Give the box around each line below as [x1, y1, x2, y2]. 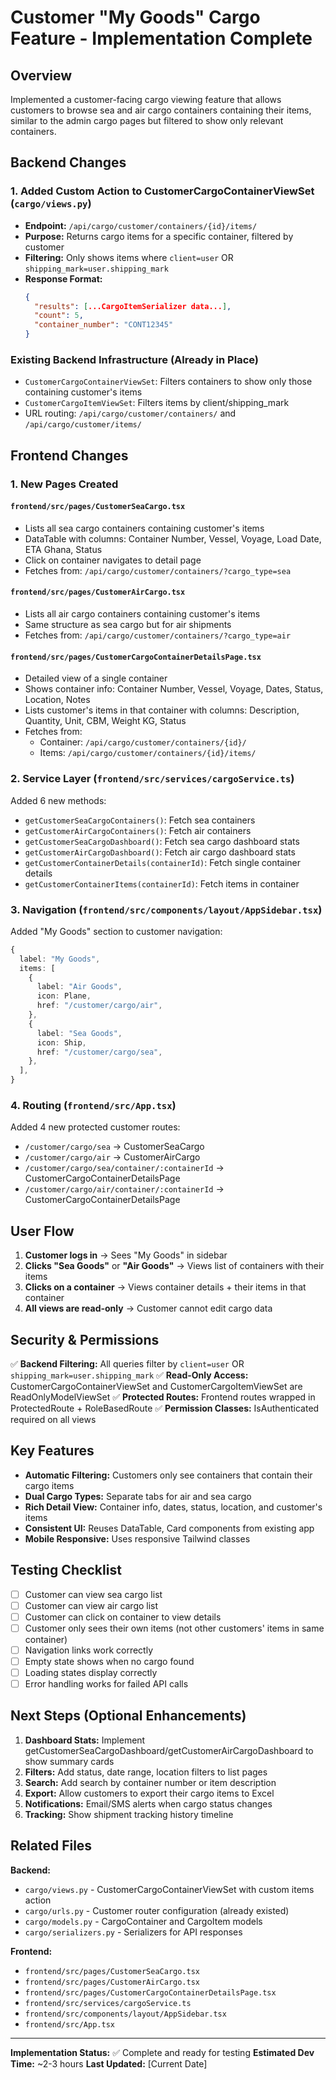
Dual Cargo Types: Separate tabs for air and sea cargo [24, 1490, 252, 1502]
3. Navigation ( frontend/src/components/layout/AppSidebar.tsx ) [10, 902, 323, 916]
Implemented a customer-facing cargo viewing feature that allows [10, 94, 282, 105]
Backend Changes [10, 154, 127, 171]
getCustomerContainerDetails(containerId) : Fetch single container [24, 856, 302, 868]
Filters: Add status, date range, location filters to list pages [24, 1766, 268, 1778]
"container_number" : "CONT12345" [34, 320, 174, 330]
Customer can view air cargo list [24, 1599, 159, 1611]
